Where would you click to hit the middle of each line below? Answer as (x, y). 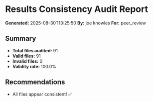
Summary (21, 39)
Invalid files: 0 (27, 61)
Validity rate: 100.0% (34, 66)
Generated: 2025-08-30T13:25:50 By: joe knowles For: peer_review (76, 23)
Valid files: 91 (26, 56)
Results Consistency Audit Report (77, 9)
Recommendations (35, 82)
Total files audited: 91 (35, 50)
